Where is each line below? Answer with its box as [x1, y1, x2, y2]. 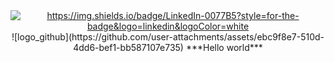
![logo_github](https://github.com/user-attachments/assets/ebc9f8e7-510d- [11, 31, 325, 43]
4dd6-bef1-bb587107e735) [73, 42, 184, 53]
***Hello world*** [185, 42, 263, 53]
